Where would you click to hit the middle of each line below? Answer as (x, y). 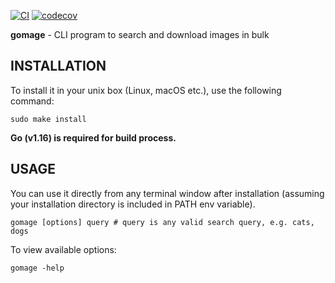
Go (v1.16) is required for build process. (93, 137)
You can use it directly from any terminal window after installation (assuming (167, 193)
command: (32, 101)
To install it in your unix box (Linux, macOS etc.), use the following (146, 90)
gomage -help (37, 268)
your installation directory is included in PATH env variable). (133, 204)
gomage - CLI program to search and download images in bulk (140, 34)
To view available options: (63, 249)
